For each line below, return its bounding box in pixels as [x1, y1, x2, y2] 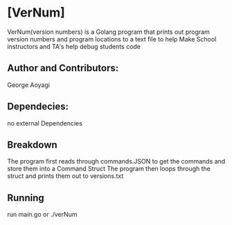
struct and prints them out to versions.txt [7, 172, 124, 180]
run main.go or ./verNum [7, 211, 78, 219]
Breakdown [7, 139, 57, 150]
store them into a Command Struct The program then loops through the [7, 164, 211, 173]
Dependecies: [7, 101, 69, 112]
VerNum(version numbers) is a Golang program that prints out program [7, 28, 210, 36]
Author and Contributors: [7, 62, 119, 74]
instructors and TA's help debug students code [7, 42, 141, 50]
